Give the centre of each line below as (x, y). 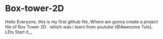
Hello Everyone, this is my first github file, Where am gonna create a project (81, 22)
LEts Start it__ (19, 32)
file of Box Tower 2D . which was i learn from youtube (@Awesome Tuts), (79, 26)
